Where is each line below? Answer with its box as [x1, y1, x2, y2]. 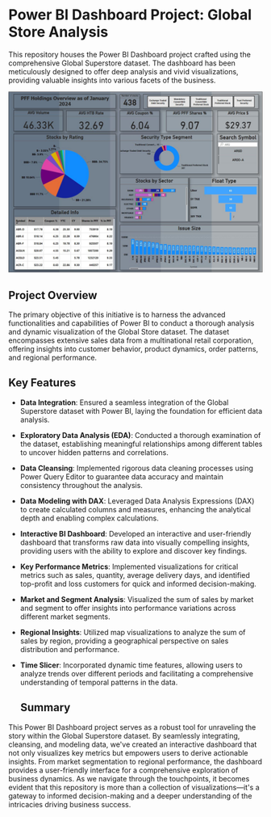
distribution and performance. [19, 644, 120, 654]
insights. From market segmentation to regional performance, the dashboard [8, 756, 263, 766]
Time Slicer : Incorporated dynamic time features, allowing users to [19, 660, 244, 670]
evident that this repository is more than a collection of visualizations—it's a [8, 782, 260, 792]
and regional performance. [8, 353, 98, 363]
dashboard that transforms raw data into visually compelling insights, [19, 537, 250, 547]
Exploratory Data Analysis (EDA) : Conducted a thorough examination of [19, 430, 261, 440]
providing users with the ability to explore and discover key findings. [19, 545, 248, 555]
